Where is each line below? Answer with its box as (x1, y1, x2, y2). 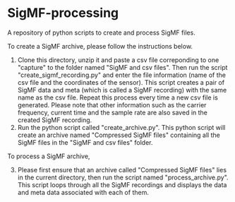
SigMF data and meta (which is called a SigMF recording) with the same (17, 85, 227, 94)
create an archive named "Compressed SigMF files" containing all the (17, 131, 220, 139)
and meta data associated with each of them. (17, 188, 150, 196)
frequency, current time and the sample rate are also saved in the (17, 108, 208, 117)
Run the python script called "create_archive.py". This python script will (17, 123, 226, 131)
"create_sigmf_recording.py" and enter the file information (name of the (17, 71, 226, 79)
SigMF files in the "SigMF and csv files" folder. (17, 138, 153, 146)
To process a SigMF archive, (7, 152, 90, 160)
